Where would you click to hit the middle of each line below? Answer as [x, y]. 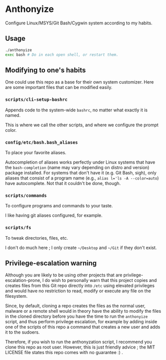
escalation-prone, [23, 280]
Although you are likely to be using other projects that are [64, 275]
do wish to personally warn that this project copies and [101, 280]
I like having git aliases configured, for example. [54, 215]
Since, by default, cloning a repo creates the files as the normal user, [75, 306]
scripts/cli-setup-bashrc [36, 100]
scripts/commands [26, 195]
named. [13, 115]
